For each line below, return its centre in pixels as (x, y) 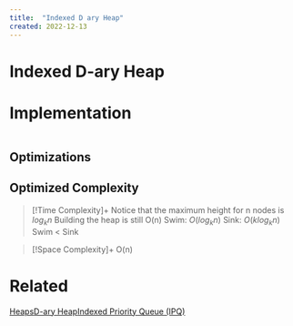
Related (39, 285)
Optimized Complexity (74, 188)
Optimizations (50, 157)
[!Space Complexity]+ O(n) (82, 249)
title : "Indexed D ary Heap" (67, 18)
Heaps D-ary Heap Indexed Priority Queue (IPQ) (97, 311)
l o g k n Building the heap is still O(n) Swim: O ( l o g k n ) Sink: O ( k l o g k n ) (156, 221)
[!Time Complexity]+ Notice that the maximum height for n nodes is (158, 209)
